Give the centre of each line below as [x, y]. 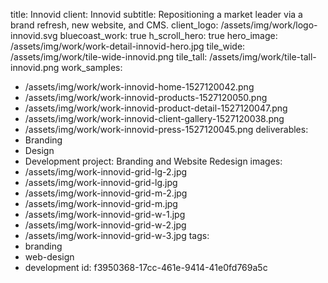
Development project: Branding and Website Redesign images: [153, 161]
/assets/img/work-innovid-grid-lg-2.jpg [106, 172]
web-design [49, 257]
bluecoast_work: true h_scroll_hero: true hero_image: [168, 35]
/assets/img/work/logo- [269, 25]
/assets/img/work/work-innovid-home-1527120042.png [139, 87]
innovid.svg [34, 35]
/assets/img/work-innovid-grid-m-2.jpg [106, 193]
